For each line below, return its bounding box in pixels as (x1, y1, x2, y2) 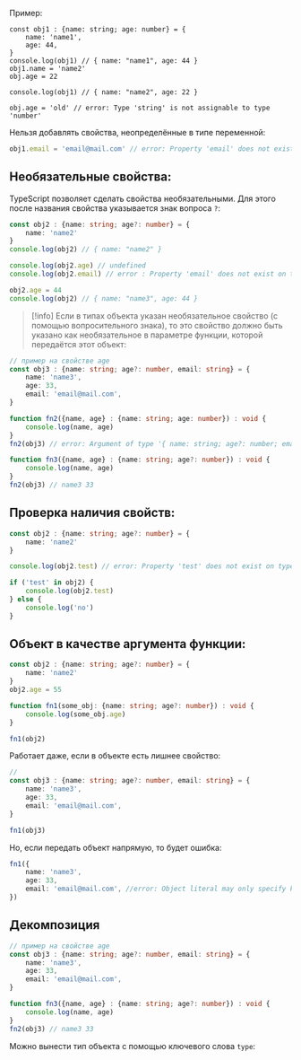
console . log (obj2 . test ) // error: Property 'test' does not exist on (9, 562, 275, 571)
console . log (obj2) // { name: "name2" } (9, 245, 163, 254)
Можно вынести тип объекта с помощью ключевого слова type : (9, 1040, 256, 1051)
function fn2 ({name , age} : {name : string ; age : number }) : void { (9, 414, 267, 423)
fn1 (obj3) (9, 826, 47, 835)
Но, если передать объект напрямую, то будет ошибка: (9, 842, 222, 853)
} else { (9, 595, 42, 604)
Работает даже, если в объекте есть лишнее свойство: (9, 750, 221, 761)
